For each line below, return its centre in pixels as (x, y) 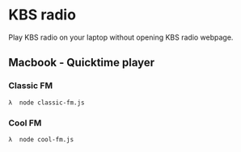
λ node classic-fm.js (47, 103)
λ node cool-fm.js (41, 139)
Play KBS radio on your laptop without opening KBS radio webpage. (121, 37)
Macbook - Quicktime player (82, 63)
